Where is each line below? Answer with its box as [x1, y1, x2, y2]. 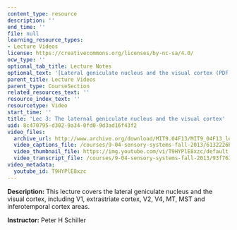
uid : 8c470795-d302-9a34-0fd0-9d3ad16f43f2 [7, 121, 138, 129]
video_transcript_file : [13, 155, 83, 162]
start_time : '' [7, 109, 52, 116]
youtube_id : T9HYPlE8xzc [13, 167, 87, 175]
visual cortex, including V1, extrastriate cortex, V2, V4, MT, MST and [7, 195, 206, 203]
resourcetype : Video [7, 102, 68, 109]
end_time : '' [7, 23, 46, 30]
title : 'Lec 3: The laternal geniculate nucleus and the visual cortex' [7, 115, 226, 122]
